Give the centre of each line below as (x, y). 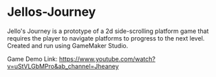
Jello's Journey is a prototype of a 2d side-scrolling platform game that (108, 31)
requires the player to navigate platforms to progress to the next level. (106, 38)
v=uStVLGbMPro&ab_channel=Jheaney (63, 66)
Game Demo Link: (32, 58)
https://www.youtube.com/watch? (107, 58)
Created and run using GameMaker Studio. (68, 45)
